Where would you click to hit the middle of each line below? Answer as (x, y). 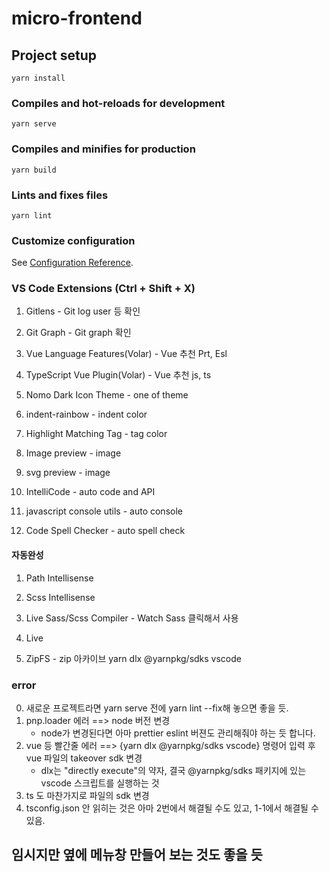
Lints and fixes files (60, 195)
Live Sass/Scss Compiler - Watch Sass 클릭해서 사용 (132, 618)
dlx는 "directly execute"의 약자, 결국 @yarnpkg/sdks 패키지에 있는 (173, 770)
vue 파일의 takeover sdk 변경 (84, 758)
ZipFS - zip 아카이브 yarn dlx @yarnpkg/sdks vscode (133, 658)
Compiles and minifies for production (103, 149)
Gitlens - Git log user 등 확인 (83, 311)
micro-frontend (77, 18)
